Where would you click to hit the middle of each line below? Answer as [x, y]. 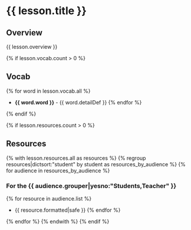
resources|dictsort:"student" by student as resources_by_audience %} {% [96, 164]
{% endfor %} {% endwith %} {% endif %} [58, 221]
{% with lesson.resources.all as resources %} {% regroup [76, 158]
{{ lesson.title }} [46, 11]
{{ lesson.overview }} [32, 47]
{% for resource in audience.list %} [49, 198]
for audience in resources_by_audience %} [58, 170]
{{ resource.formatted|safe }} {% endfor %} [67, 210]
